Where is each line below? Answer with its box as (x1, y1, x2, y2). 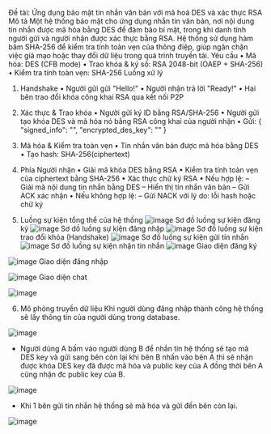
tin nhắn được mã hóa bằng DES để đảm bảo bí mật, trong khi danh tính (8, 25, 247, 34)
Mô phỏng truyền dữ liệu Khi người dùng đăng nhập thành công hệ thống (19, 304, 264, 313)
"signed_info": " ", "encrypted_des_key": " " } (19, 126, 167, 134)
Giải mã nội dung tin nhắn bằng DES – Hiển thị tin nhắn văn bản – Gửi (19, 182, 250, 192)
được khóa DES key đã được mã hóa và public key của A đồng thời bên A (19, 361, 264, 370)
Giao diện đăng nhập (39, 257, 108, 266)
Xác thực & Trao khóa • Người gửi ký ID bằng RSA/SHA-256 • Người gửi (19, 108, 260, 117)
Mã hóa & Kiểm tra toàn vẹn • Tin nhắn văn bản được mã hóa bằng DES (19, 141, 259, 150)
